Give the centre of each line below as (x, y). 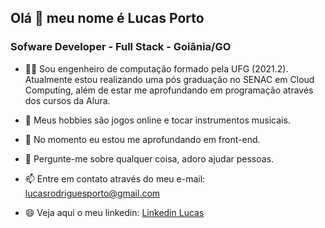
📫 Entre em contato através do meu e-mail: (115, 178)
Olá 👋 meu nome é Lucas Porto (107, 18)
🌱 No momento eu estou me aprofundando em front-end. (142, 139)
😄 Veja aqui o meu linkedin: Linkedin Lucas (114, 212)
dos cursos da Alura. (67, 100)
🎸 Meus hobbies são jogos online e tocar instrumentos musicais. (157, 120)
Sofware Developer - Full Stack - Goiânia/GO (121, 47)
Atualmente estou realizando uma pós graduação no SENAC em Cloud (169, 79)
